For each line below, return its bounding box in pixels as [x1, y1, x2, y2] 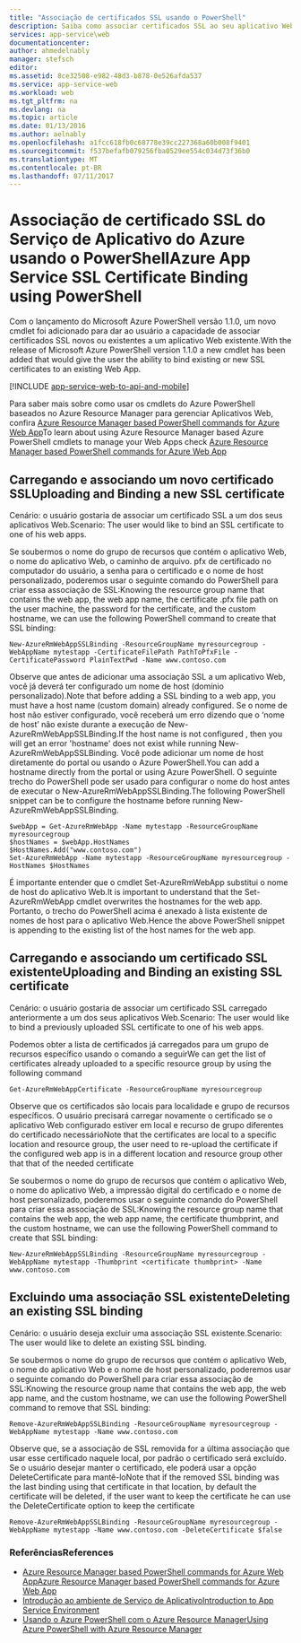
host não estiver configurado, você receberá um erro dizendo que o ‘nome [9, 709, 285, 720]
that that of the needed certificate [9, 1158, 134, 1169]
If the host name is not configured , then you [118, 728, 283, 739]
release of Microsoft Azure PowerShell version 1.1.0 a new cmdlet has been [9, 344, 286, 355]
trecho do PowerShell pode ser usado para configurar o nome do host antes [9, 777, 290, 787]
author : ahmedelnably [9, 47, 90, 56]
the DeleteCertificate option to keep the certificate [9, 1500, 195, 1511]
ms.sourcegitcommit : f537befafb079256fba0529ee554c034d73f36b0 [9, 146, 251, 155]
